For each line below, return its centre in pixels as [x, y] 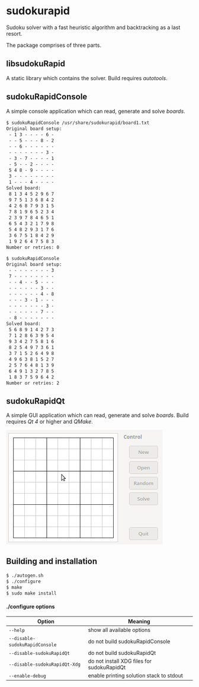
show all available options [119, 630]
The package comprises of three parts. [54, 45]
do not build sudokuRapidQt [122, 653]
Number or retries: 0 [33, 247]
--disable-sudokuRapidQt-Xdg [45, 665]
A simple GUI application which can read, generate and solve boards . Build [97, 415]
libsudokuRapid [36, 64]
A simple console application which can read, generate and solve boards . [96, 111]
